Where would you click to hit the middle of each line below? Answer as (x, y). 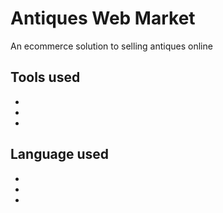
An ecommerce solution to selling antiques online (111, 46)
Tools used (45, 77)
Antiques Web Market (103, 18)
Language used (60, 154)
